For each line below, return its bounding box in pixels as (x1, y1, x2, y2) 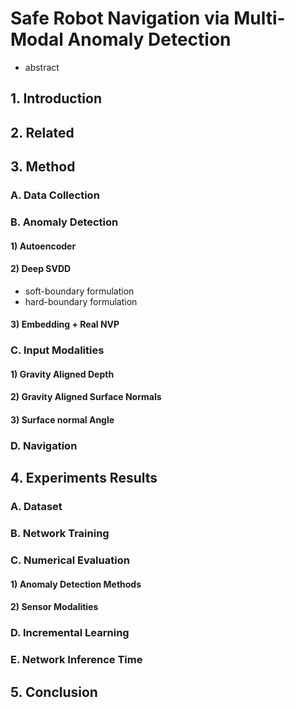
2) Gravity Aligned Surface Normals (10, 391, 162, 403)
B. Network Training (10, 527, 110, 541)
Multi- (233, 7, 286, 30)
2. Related (10, 124, 75, 141)
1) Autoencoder (10, 240, 77, 252)
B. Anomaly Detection (10, 215, 119, 229)
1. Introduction (10, 90, 102, 107)
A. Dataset (10, 500, 63, 514)
